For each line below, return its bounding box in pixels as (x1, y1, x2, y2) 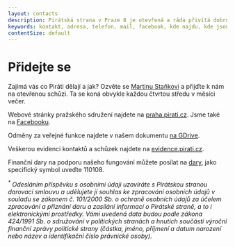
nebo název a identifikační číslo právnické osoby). (8, 232, 152, 240)
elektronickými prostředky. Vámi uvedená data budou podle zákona (8, 210, 203, 218)
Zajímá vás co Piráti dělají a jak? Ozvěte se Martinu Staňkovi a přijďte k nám (8, 83, 225, 91)
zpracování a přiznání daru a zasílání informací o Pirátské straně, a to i (8, 202, 212, 210)
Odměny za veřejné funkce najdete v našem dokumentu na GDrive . (8, 131, 200, 139)
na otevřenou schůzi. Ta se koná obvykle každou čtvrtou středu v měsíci (8, 90, 216, 98)
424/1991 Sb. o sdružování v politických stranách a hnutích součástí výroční (8, 216, 227, 225)
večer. (8, 97, 26, 105)
